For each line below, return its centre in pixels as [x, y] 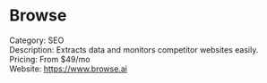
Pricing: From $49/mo [50, 59]
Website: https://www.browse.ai [69, 69]
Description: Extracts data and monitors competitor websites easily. [134, 49]
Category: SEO [37, 40]
